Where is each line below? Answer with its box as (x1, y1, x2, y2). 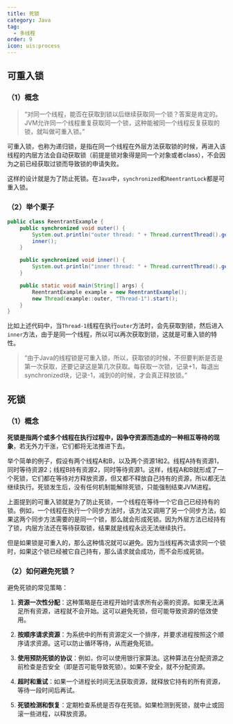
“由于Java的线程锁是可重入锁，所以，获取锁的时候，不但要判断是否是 (24, 354, 223, 362)
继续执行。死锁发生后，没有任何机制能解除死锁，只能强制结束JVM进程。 (7, 483, 215, 491)
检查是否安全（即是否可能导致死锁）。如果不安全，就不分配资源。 (23, 663, 209, 671)
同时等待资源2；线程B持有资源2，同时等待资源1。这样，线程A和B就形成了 (7, 466, 218, 474)
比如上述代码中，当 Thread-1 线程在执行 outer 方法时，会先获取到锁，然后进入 (7, 322, 224, 330)
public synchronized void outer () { (19, 224, 126, 232)
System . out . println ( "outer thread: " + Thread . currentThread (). (32, 231, 222, 238)
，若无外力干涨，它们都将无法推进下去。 (13, 442, 129, 450)
